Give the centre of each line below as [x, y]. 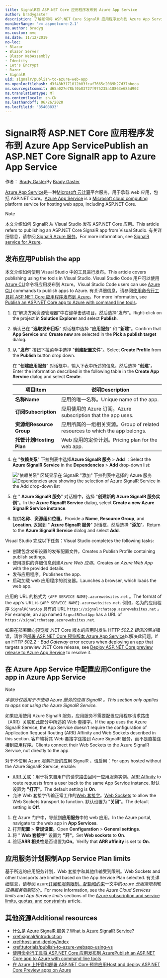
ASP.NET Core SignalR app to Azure [81, 157]
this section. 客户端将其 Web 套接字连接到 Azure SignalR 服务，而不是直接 [81, 738]
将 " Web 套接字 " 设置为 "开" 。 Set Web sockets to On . [69, 835]
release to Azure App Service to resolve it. [48, 652]
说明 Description [110, 390]
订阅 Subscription [35, 412]
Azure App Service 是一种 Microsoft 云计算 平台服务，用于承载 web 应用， [80, 192]
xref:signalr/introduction [37, 937]
